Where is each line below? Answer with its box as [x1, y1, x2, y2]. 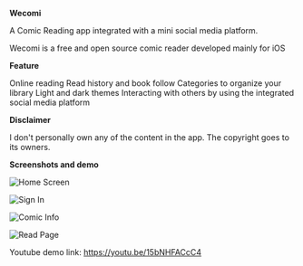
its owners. [9, 142, 51, 152]
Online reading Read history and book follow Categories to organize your [9, 78, 282, 89]
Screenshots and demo [9, 159, 99, 170]
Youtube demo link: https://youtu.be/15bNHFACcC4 [9, 247, 202, 257]
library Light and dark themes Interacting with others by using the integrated [9, 88, 295, 98]
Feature [9, 61, 39, 71]
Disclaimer [9, 115, 52, 125]
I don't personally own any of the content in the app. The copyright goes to [9, 132, 290, 143]
